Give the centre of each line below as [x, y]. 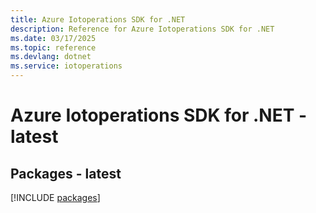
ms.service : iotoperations [66, 66]
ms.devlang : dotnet [51, 57]
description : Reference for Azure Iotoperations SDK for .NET [142, 29]
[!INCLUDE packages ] [55, 197]
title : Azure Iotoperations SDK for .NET [98, 19]
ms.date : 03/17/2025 [53, 38]
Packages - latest [66, 173]
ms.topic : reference [53, 47]
